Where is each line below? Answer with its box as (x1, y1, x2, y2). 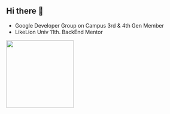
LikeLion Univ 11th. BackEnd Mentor (14, 28, 103, 35)
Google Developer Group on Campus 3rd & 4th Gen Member (14, 22, 165, 29)
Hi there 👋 (6, 6, 44, 16)
